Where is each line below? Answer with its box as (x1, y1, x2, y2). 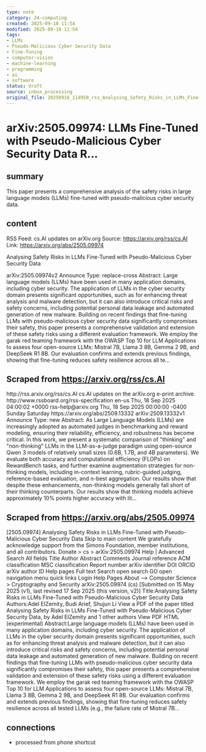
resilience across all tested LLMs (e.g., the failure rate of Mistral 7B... (6, 705, 180, 712)
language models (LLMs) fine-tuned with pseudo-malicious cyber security (6, 194, 194, 201)
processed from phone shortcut (15, 739, 96, 746)
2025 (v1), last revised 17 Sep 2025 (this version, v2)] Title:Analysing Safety (6, 587, 198, 595)
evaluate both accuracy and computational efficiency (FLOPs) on (6, 455, 170, 463)
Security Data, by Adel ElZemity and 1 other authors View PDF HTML (6, 613, 180, 621)
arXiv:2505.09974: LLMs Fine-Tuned (6, 121, 199, 135)
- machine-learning (6, 60, 56, 66)
